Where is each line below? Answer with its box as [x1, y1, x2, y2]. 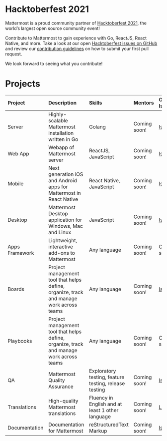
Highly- [48, 111, 67, 118]
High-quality [48, 397, 79, 404]
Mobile [7, 180, 24, 187]
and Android [48, 177, 77, 184]
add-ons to [48, 249, 76, 256]
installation [48, 129, 74, 136]
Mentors [133, 99, 154, 106]
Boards [7, 286, 25, 293]
